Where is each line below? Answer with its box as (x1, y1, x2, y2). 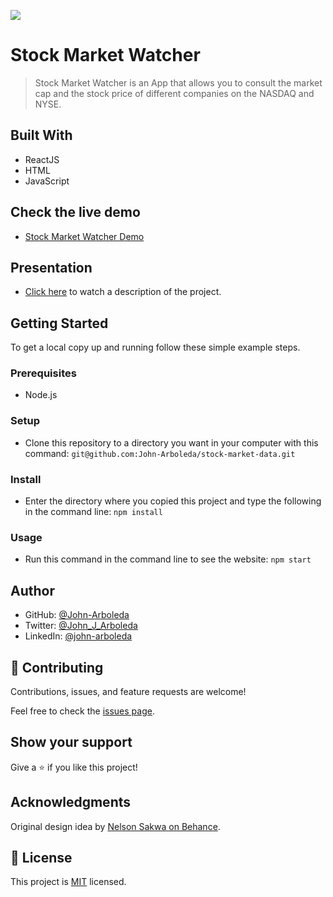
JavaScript (24, 175, 70, 187)
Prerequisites (10, 366, 77, 380)
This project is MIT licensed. (10, 876, 127, 888)
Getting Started (10, 315, 109, 332)
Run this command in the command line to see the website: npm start (24, 553, 312, 565)
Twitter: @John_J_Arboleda (24, 620, 138, 632)
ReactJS (24, 153, 60, 165)
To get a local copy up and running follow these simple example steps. (10, 341, 301, 354)
